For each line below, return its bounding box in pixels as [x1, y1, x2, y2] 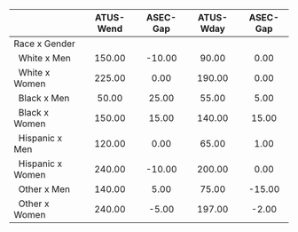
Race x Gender [13, 37, 75, 50]
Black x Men [18, 92, 70, 104]
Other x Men [18, 183, 71, 195]
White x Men [18, 52, 71, 64]
